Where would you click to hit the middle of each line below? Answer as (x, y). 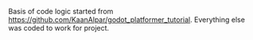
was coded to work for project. (59, 28)
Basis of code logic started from (61, 11)
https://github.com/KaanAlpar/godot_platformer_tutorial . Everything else (127, 20)
